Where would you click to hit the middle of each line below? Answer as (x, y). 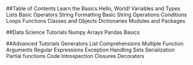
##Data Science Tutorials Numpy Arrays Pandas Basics (73, 32)
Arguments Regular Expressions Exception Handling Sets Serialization (90, 50)
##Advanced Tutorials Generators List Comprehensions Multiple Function (95, 44)
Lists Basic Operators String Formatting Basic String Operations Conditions (97, 15)
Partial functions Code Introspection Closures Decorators (75, 56)
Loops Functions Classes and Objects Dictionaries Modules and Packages (96, 21)
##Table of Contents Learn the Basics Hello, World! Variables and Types (93, 8)
